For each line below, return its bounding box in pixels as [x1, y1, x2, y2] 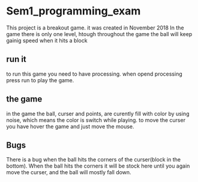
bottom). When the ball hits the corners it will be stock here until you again [6, 162, 190, 169]
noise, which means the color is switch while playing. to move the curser [6, 116, 186, 124]
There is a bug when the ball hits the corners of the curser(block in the [6, 156, 181, 163]
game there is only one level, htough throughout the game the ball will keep [6, 30, 193, 37]
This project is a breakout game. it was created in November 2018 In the [6, 24, 184, 31]
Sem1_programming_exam [6, 4, 141, 18]
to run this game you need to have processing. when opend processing [6, 70, 183, 77]
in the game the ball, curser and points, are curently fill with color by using [6, 110, 190, 117]
